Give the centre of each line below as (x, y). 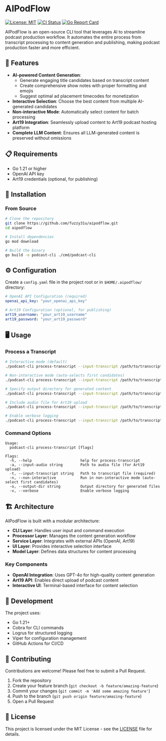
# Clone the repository (30, 219)
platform (21, 127)
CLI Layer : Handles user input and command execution (68, 531)
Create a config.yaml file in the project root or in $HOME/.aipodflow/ (74, 282)
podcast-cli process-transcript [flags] (52, 448)
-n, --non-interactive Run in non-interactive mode (75, 478)
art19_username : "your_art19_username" (46, 314)
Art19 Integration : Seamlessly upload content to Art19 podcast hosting (84, 122)
